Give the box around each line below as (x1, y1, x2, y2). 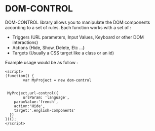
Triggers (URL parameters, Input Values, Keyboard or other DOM (12, 34, 144, 40)
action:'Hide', (14, 103, 45, 109)
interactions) (12, 39, 39, 45)
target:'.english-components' (14, 108, 77, 113)
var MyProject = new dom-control (23, 78, 92, 83)
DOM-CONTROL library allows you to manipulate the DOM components (5, 19, 151, 25)
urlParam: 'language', (23, 95, 70, 100)
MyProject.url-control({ (7, 90, 58, 95)
